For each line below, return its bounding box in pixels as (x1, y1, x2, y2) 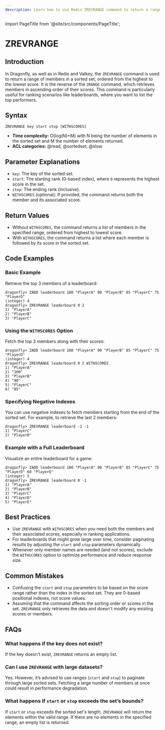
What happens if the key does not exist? (5, 640, 103, 647)
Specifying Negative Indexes (5, 398, 76, 405)
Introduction (5, 58, 44, 66)
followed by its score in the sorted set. (12, 240, 90, 246)
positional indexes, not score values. (12, 595, 86, 601)
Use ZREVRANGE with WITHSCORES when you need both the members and (12, 526, 154, 532)
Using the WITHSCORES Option (5, 327, 73, 334)
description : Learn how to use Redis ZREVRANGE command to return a (5, 7, 148, 12)
